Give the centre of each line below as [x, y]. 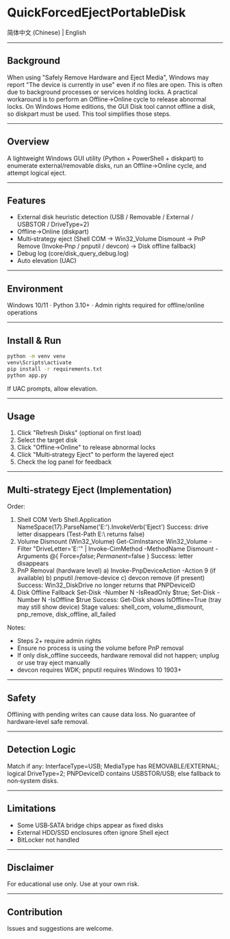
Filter [24, 549]
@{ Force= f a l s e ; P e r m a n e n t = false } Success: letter [122, 556]
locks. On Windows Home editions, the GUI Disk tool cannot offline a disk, [111, 106]
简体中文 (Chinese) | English [47, 32]
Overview [28, 142]
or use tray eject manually [53, 663]
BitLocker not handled [48, 840]
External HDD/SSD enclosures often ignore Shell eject [93, 832]
